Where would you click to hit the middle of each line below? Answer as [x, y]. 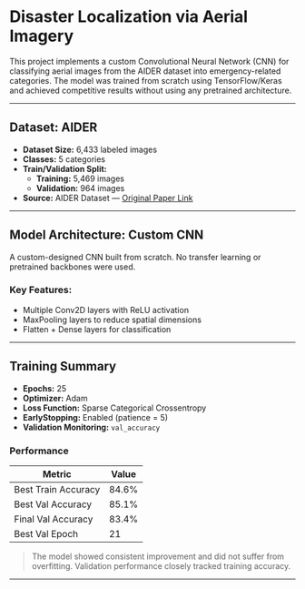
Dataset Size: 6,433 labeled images [89, 149]
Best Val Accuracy [53, 504]
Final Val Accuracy [54, 519]
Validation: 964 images [80, 188]
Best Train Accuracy [57, 489]
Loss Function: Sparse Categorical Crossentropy [114, 408]
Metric [57, 473]
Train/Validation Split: [64, 168]
